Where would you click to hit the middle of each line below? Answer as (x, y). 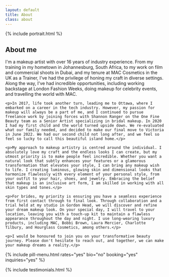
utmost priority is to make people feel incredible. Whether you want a (83, 157)
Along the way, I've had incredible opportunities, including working (75, 84)
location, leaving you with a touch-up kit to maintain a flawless (78, 214)
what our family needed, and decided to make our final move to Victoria (85, 130)
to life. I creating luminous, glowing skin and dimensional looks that (83, 170)
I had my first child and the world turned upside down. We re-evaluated (85, 126)
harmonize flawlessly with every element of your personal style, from (82, 174)
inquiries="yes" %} (25, 260)
